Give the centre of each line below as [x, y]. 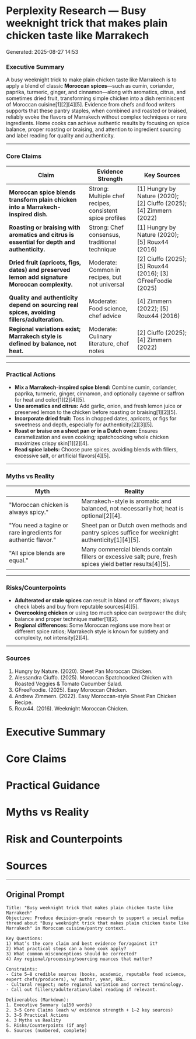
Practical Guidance [53, 786]
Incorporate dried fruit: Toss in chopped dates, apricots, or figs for [95, 418]
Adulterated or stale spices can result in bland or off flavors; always [97, 600]
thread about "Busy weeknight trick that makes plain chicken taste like [98, 923]
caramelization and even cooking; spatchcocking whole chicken [92, 437]
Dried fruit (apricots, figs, [45, 263]
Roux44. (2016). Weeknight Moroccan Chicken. [71, 708]
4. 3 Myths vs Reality [34, 1021]
